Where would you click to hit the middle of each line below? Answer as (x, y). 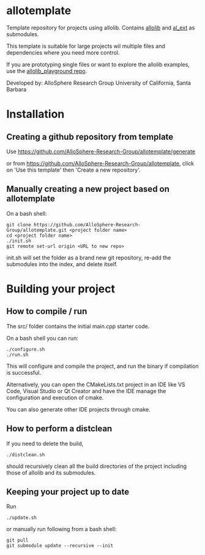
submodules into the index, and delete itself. (62, 264)
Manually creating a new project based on (88, 189)
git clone (19, 224)
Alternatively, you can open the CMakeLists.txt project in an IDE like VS (96, 385)
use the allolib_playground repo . (47, 71)
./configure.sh (26, 349)
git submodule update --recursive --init (60, 546)
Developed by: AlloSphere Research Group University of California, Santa (99, 83)
